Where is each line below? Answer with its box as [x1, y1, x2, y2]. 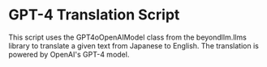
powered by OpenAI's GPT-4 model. [8, 49, 130, 59]
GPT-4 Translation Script [8, 6, 180, 24]
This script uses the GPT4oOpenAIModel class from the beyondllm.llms [8, 32, 248, 42]
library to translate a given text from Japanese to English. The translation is [8, 40, 260, 50]
